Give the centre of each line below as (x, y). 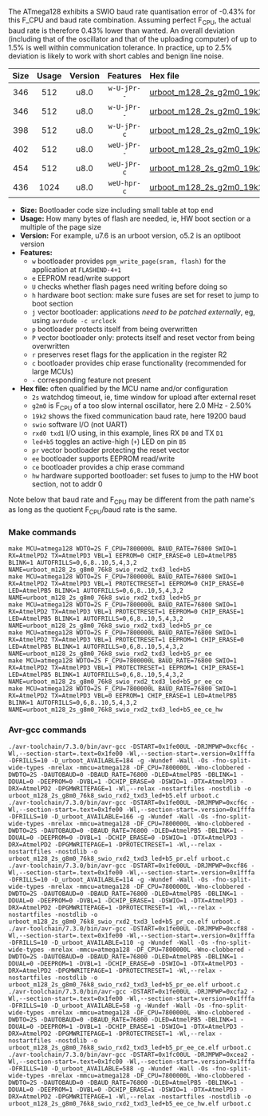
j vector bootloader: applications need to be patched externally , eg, (143, 312)
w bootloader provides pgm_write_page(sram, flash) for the (129, 261)
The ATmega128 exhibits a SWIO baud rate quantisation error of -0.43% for (132, 12)
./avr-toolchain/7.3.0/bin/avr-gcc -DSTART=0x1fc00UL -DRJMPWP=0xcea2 (128, 1054)
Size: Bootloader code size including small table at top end (116, 210)
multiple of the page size (61, 226)
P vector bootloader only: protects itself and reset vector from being (143, 337)
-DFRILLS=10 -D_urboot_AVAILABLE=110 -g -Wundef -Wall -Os (108, 942)
